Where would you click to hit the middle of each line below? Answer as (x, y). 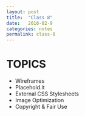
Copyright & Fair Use (41, 107)
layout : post (23, 12)
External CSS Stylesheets (47, 94)
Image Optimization (39, 100)
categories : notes (29, 29)
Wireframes (30, 81)
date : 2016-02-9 (29, 23)
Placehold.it (30, 88)
